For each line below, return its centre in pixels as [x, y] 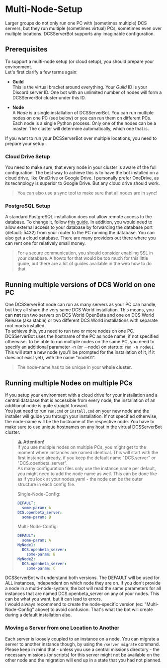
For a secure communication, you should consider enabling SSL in [85, 253]
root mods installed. [26, 326]
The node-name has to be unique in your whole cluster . [75, 367]
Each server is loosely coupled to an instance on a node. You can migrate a [82, 639]
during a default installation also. [39, 615]
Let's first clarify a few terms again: [42, 72]
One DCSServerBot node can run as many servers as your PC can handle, [81, 305]
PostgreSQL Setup [28, 206]
